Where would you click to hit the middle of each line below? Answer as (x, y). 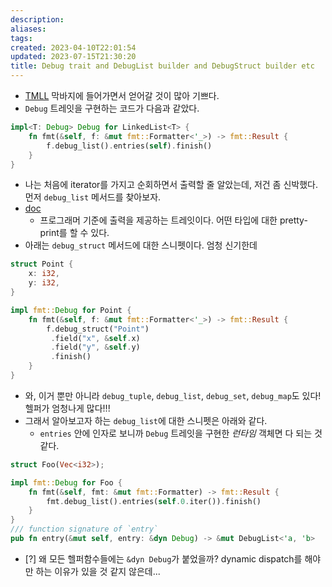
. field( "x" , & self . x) (95, 338)
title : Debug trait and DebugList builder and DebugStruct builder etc (162, 66)
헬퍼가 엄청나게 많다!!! (67, 408)
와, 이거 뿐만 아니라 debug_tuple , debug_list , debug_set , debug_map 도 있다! (173, 395)
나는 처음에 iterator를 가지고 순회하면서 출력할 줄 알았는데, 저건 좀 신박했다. (171, 185)
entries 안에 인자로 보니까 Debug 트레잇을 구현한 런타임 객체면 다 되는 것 (181, 433)
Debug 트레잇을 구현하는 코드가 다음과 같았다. (112, 108)
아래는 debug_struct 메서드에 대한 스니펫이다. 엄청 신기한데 (141, 245)
